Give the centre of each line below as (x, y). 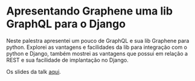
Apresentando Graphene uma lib (90, 11)
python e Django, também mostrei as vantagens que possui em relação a (97, 53)
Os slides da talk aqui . (34, 71)
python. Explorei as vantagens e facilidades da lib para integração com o (97, 47)
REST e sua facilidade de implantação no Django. (67, 60)
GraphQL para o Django (66, 24)
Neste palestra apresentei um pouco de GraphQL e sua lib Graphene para (98, 40)
